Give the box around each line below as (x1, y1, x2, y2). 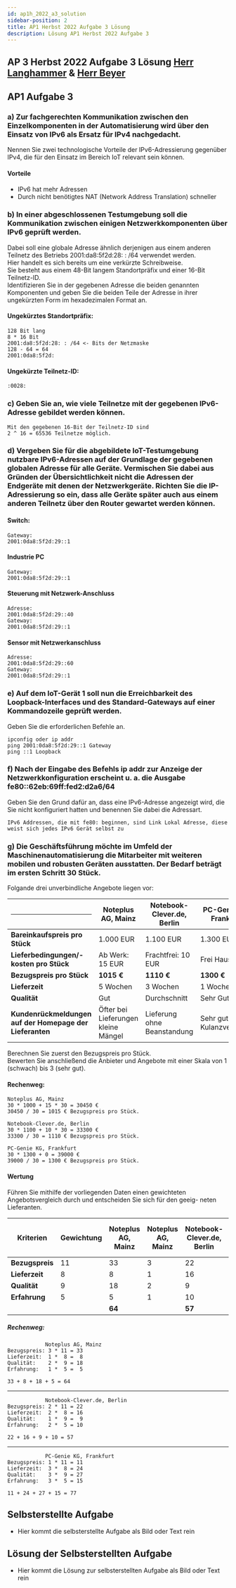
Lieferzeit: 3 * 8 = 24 (7, 1465, 83, 1472)
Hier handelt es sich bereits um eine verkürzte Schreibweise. (7, 258, 183, 267)
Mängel (98, 1031, 124, 1041)
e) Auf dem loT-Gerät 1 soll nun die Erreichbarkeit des (7, 689, 193, 699)
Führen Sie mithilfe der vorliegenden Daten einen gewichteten (7, 1188, 186, 1196)
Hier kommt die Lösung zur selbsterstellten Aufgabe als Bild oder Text (17, 1566, 220, 1575)
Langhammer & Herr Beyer (7, 67, 126, 79)
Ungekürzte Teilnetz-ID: (7, 367, 79, 375)
